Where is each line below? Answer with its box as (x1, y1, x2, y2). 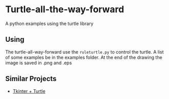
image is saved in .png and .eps (5, 60, 73, 66)
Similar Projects (5, 75, 57, 83)
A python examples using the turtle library (5, 20, 93, 27)
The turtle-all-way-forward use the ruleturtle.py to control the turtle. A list (5, 48, 164, 55)
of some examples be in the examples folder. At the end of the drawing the (5, 54, 162, 60)
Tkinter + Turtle (12, 88, 46, 94)
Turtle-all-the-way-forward (5, 4, 124, 15)
